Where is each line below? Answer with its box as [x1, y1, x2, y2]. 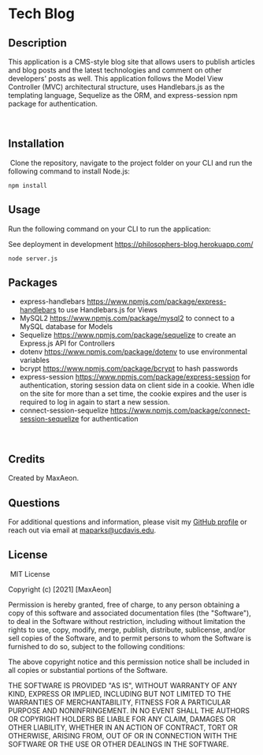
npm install [8, 181, 47, 189]
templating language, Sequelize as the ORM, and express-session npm [8, 91, 239, 99]
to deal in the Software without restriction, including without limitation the [8, 616, 246, 626]
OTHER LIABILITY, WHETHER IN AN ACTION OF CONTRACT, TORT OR [8, 723, 238, 732]
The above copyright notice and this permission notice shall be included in [8, 656, 250, 667]
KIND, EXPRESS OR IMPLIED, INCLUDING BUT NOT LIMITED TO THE [8, 689, 232, 698]
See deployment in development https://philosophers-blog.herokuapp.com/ [8, 239, 254, 249]
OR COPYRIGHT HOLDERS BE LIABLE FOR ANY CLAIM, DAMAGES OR [8, 714, 236, 723]
